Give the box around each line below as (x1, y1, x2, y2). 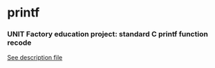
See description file (7, 54, 63, 62)
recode (7, 38, 32, 47)
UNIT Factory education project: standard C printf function (7, 30, 209, 39)
